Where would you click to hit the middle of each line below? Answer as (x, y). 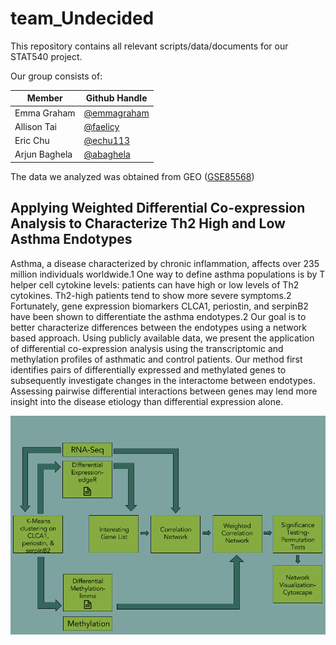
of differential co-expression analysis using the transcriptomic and (147, 348)
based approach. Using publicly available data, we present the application (162, 338)
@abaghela (107, 154)
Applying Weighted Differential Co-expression (158, 208)
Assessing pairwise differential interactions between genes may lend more (164, 391)
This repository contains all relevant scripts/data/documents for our (149, 46)
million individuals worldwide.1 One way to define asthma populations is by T (168, 274)
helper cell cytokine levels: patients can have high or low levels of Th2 (155, 284)
